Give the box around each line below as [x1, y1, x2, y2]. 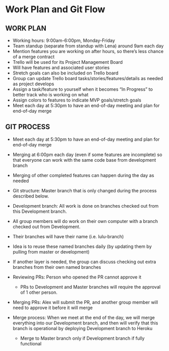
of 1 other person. [20, 289, 58, 295]
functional [20, 340, 42, 346]
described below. [12, 193, 49, 199]
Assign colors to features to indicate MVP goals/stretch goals [12, 97, 142, 103]
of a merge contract [12, 54, 55, 60]
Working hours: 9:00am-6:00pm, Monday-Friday [12, 37, 116, 43]
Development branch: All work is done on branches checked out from [12, 203, 159, 209]
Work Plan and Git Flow [5, 4, 105, 15]
